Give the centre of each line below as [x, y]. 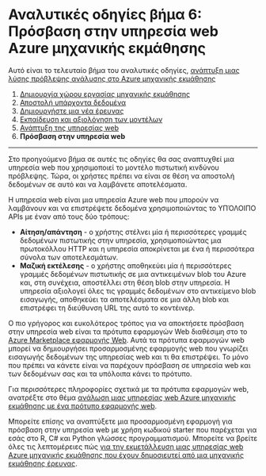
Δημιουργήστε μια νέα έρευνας [72, 111]
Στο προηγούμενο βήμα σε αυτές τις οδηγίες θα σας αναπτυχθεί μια [122, 159]
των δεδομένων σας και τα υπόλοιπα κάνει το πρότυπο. [100, 374]
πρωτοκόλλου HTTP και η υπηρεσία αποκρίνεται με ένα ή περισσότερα [137, 248]
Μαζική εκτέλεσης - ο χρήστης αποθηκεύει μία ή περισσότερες [125, 265]
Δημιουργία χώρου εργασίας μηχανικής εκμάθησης [105, 94]
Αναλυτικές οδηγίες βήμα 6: [105, 15]
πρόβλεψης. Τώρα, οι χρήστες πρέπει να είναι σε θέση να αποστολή [122, 175]
